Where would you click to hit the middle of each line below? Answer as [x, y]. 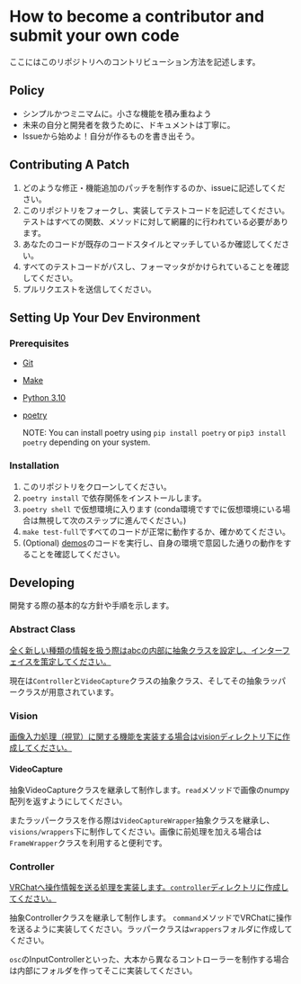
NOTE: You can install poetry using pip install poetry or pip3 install [154, 433]
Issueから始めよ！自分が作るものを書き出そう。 [111, 136]
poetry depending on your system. [86, 442]
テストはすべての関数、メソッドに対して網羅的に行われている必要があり [155, 221]
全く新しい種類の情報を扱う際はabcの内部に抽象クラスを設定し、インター [146, 650]
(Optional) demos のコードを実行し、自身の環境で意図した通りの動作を [153, 543]
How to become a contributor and [137, 17]
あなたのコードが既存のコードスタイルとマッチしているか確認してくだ [152, 244]
